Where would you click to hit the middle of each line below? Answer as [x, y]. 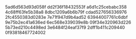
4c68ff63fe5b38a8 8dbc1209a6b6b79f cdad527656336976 [66, 12]
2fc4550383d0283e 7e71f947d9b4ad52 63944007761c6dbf [67, 17]
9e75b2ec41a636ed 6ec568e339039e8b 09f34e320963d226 [68, 22]
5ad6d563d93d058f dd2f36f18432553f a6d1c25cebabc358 [66, 7]
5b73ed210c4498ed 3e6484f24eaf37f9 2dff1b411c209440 [65, 27]
